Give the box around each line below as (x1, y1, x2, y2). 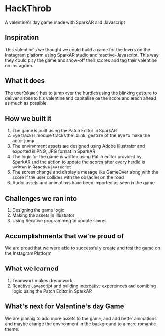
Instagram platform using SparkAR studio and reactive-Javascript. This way (5, 52, 159, 58)
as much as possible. (5, 100, 48, 106)
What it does (5, 77, 45, 85)
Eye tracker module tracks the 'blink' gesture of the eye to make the (12, 133, 150, 138)
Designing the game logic (12, 207, 65, 213)
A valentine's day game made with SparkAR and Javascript (5, 19, 125, 25)
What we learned (5, 265, 59, 273)
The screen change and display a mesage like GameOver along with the (12, 169, 159, 175)
